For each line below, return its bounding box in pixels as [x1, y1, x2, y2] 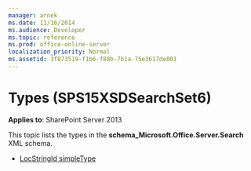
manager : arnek [8, 11, 58, 20]
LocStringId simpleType [19, 154, 96, 163]
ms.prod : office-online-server [8, 41, 111, 49]
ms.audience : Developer [8, 26, 86, 34]
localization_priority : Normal [8, 48, 111, 56]
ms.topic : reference [8, 33, 76, 42]
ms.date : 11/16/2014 [8, 19, 76, 27]
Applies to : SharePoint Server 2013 [8, 115, 122, 124]
